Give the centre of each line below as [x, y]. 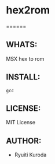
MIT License [21, 123]
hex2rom [28, 10]
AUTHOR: [24, 141]
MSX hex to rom [25, 58]
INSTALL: [23, 77]
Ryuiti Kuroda [30, 155]
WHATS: [22, 45]
